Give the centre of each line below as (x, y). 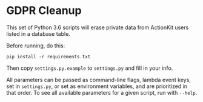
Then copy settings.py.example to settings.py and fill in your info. (90, 68)
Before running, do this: (36, 46)
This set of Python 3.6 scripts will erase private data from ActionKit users (98, 27)
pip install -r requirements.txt (48, 56)
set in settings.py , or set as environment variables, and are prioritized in (97, 86)
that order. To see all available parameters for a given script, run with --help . (102, 92)
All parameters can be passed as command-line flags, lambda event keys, (98, 80)
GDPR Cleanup (44, 11)
